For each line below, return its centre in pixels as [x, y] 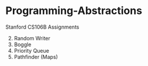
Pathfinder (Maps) [36, 57]
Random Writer [32, 38]
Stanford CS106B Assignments [42, 27]
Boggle [23, 44]
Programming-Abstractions [74, 11]
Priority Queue [31, 50]
